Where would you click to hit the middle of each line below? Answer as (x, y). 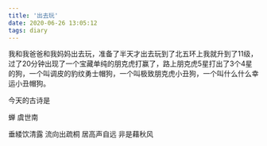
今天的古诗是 (29, 101)
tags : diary (28, 30)
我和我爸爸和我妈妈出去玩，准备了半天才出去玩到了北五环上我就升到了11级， (133, 54)
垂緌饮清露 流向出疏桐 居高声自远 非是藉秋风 (81, 134)
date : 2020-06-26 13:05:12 (53, 23)
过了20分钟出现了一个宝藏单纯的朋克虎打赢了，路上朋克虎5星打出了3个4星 (130, 63)
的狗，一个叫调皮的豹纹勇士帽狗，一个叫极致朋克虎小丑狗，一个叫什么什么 (130, 74)
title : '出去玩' (33, 15)
